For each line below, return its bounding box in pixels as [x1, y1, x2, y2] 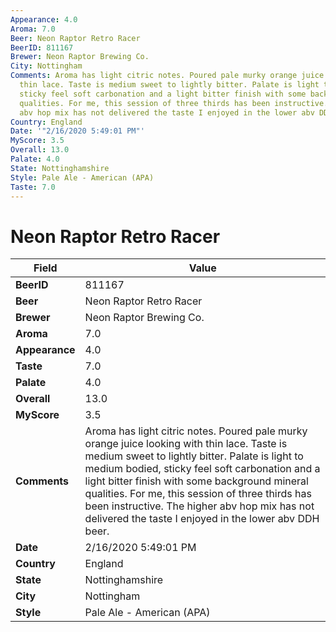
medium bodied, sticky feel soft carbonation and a [84, 462, 321, 476]
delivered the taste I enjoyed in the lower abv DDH [84, 512, 320, 526]
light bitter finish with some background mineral [84, 474, 309, 488]
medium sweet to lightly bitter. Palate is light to [84, 449, 304, 463]
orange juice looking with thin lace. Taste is [84, 437, 288, 451]
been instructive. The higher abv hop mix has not [84, 499, 315, 513]
